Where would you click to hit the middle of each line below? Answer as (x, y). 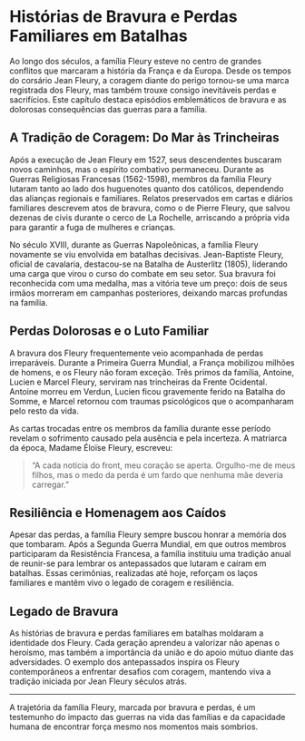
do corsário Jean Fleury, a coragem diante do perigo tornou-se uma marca (149, 80)
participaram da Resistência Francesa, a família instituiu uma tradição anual (150, 554)
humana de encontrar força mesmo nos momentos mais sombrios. (134, 726)
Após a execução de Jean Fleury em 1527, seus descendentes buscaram (146, 160)
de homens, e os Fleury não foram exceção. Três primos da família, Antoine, (152, 372)
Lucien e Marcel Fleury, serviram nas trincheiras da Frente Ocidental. (138, 382)
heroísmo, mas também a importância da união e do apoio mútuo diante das (152, 653)
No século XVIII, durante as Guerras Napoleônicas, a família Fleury (134, 244)
